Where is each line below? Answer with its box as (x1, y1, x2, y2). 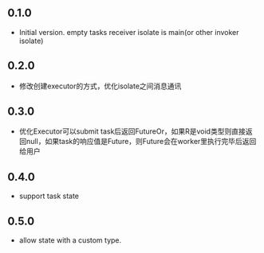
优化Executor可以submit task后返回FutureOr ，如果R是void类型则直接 (18, 127, 246, 136)
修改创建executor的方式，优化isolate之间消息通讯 (18, 81, 182, 91)
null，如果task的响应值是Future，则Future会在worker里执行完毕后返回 (26, 137, 257, 146)
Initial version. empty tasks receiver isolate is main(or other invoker (18, 27, 240, 37)
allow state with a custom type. (18, 235, 122, 245)
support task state (18, 191, 80, 201)
